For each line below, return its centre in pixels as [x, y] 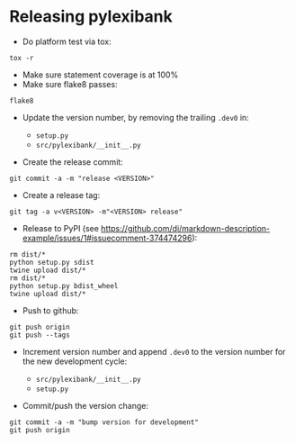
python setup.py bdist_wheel [64, 285]
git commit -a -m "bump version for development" [104, 422]
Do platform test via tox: [67, 41]
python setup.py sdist [52, 262]
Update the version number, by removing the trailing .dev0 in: [135, 117]
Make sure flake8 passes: [70, 84]
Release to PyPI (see [60, 228]
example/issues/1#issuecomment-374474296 [107, 238]
